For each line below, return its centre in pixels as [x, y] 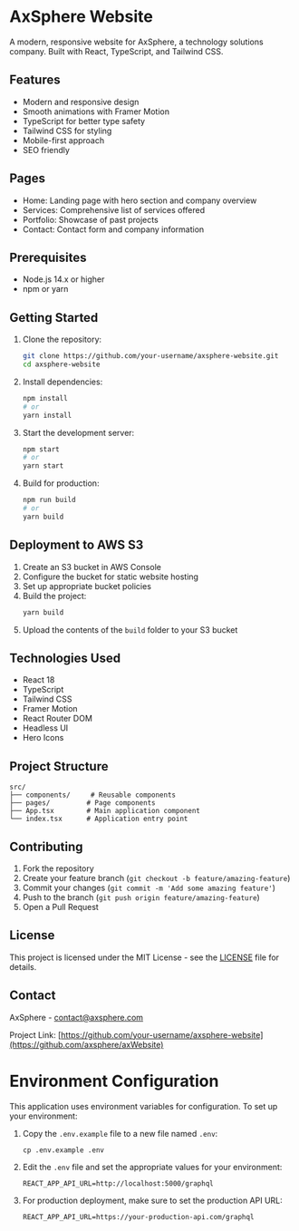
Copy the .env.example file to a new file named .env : [120, 1133]
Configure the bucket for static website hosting [111, 577]
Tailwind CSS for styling [67, 131]
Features [35, 80]
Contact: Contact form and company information [113, 229]
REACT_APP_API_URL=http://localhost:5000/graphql [118, 1183]
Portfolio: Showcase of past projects [90, 219]
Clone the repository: [62, 339]
